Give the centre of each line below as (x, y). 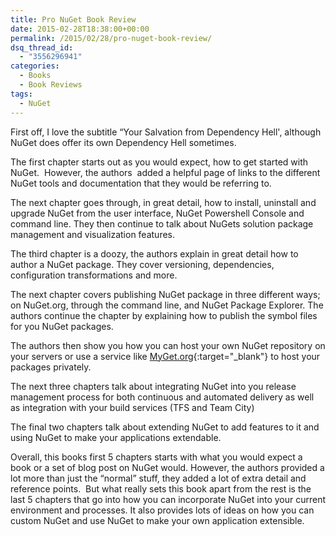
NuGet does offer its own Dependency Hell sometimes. (123, 142)
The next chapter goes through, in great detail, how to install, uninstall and (163, 202)
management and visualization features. (93, 234)
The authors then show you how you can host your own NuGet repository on (168, 345)
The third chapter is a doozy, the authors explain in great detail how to (154, 253)
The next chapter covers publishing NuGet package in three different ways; (165, 294)
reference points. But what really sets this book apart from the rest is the (161, 488)
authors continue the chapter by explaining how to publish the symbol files (164, 315)
